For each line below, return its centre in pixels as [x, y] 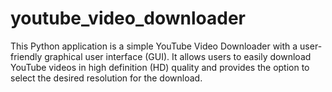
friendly [26, 56]
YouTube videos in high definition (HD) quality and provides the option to [160, 67]
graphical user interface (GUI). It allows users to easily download [178, 56]
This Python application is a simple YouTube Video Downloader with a [154, 46]
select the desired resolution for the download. [106, 78]
